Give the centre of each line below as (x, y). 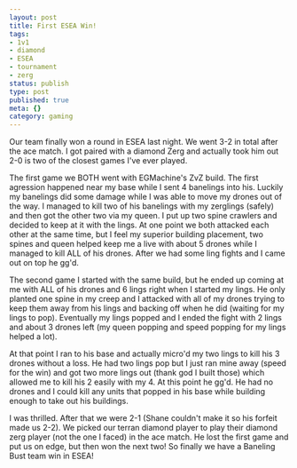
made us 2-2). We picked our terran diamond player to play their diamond (144, 428)
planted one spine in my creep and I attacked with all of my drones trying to (147, 299)
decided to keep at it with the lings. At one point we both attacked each (139, 225)
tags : (19, 34)
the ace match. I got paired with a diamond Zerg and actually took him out (144, 151)
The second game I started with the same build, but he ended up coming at (147, 280)
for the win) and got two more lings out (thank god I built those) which (137, 373)
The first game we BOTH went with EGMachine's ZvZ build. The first (134, 178)
